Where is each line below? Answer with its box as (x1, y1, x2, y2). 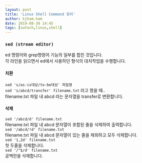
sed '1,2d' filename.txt (5, 138, 56, 142)
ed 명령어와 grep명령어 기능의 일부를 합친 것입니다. (5, 52, 103, 58)
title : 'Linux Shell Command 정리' (5, 12, 76, 17)
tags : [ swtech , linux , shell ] (5, 25, 62, 30)
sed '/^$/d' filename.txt (5, 148, 58, 153)
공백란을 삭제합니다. (5, 153, 43, 159)
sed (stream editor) (5, 42, 54, 47)
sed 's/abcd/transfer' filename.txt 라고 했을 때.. (5, 87, 105, 93)
